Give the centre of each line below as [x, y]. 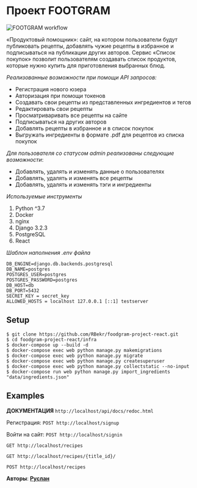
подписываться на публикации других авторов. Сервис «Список [91, 52]
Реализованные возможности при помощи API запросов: [81, 77]
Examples [25, 396]
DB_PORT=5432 [23, 291]
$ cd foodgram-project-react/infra [52, 340]
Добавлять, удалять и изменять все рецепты [74, 178]
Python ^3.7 [30, 208]
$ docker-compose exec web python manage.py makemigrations [84, 350]
